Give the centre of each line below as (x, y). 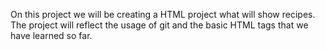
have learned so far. (51, 35)
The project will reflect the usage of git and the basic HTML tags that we (159, 25)
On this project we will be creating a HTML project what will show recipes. (163, 14)
